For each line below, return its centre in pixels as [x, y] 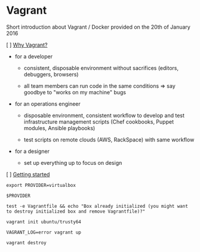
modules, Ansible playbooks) [59, 128]
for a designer [32, 151]
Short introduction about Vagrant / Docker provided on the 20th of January [99, 27]
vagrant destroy [26, 242]
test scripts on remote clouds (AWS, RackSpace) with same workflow [109, 139]
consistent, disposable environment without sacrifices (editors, [101, 68]
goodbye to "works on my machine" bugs [75, 92]
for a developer [33, 56]
